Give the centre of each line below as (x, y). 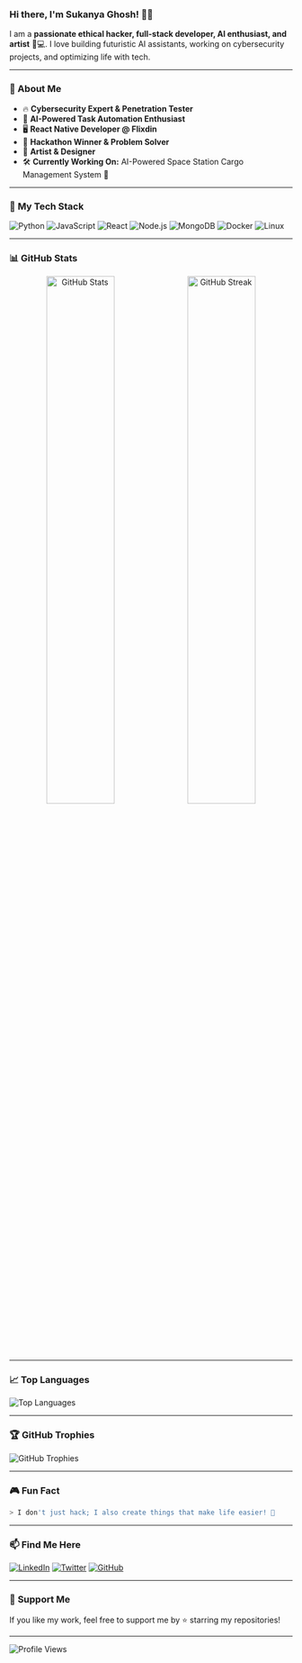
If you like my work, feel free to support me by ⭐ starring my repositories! (145, 1620)
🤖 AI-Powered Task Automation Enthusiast (104, 118)
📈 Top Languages (49, 1380)
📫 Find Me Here (45, 1544)
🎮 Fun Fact (35, 1490)
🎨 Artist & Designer (59, 151)
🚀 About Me (36, 89)
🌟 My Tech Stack (47, 206)
